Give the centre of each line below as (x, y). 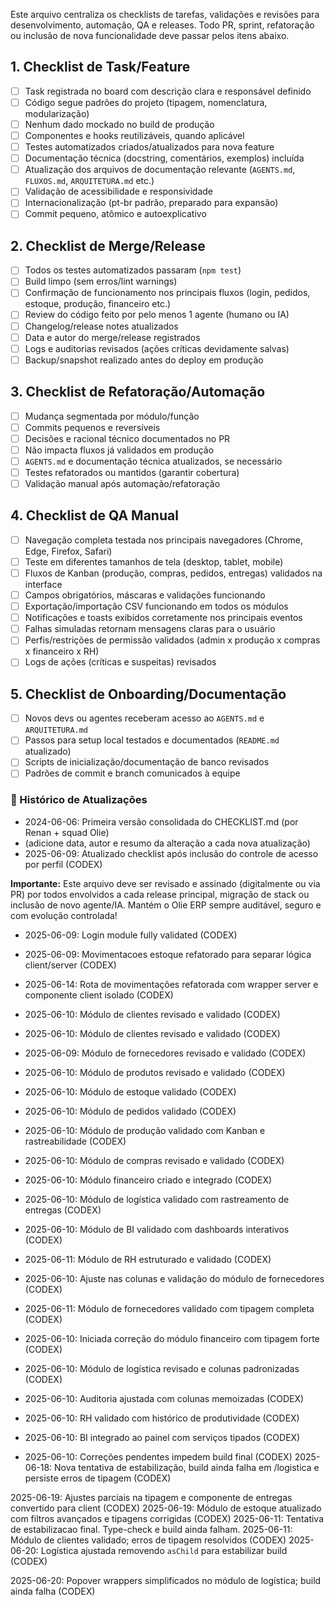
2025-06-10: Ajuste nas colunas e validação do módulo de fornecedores (174, 1278)
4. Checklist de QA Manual (94, 515)
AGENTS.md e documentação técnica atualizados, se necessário (153, 461)
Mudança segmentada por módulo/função (112, 416)
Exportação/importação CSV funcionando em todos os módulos (156, 606)
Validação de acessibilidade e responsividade (118, 191)
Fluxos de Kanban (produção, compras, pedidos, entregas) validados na (173, 573)
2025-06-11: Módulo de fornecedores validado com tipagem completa (169, 1308)
